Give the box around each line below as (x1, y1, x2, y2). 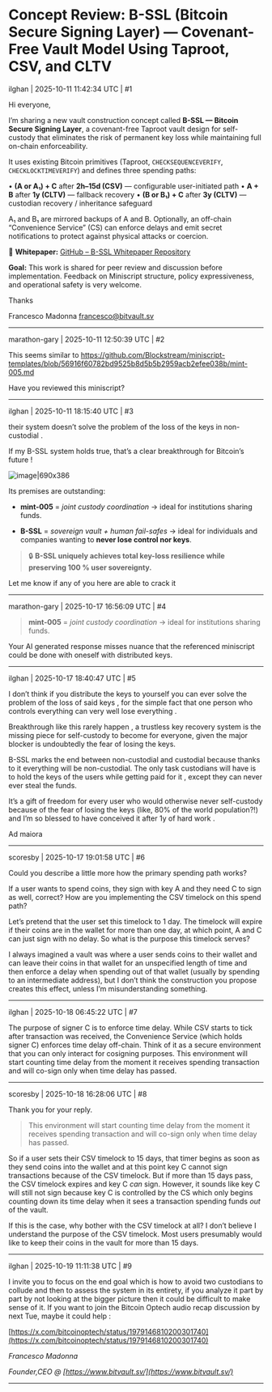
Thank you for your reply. (8, 1105, 93, 1114)
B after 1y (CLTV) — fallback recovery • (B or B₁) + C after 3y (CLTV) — (8, 189, 247, 199)
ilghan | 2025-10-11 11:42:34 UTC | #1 (8, 83, 133, 94)
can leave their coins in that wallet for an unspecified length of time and (8, 957, 248, 968)
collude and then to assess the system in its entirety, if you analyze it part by (8, 1285, 264, 1295)
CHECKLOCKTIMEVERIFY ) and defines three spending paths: (8, 165, 197, 175)
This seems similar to (8, 350, 79, 359)
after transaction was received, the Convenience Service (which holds (8, 1031, 243, 1041)
